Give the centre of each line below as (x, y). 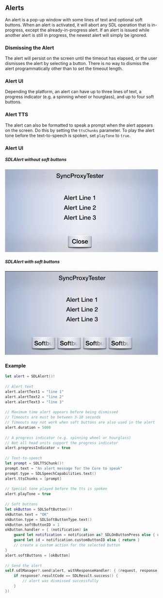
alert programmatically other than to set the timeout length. (64, 69)
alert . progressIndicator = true (38, 448)
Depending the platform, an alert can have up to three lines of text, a (73, 92)
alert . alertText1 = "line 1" (34, 392)
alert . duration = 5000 (28, 427)
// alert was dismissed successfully (60, 581)
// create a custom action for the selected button (67, 545)
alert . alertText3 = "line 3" (34, 402)
